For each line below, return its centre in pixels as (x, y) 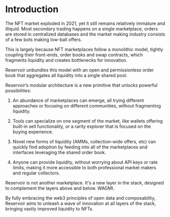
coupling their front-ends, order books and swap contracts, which (74, 55)
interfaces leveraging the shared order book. (59, 152)
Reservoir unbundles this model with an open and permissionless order (80, 70)
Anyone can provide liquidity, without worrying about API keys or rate (85, 162)
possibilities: (18, 90)
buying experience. (33, 132)
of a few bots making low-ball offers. (44, 40)
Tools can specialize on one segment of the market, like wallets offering (88, 121)
